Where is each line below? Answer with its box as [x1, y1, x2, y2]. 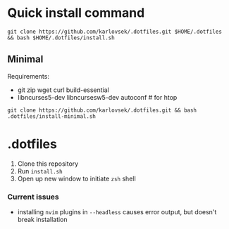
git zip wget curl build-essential [17, 86, 109, 94]
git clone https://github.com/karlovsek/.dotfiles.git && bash [7, 107, 197, 114]
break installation [17, 215, 68, 223]
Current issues [7, 192, 59, 202]
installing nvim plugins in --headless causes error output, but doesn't [17, 207, 217, 216]
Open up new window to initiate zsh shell [17, 174, 136, 183]
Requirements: [7, 72, 49, 80]
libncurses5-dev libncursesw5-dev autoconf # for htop [17, 93, 178, 101]
